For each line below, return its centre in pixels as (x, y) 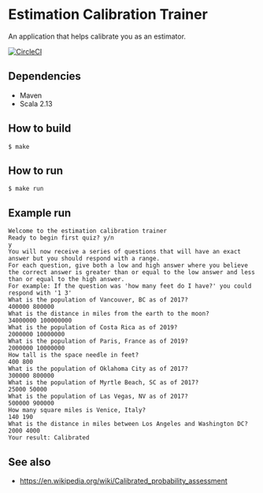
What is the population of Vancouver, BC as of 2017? (98, 300)
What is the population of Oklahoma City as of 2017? (98, 369)
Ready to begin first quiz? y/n (61, 238)
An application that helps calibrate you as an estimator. (97, 36)
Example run (40, 213)
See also (30, 462)
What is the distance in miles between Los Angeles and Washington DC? (128, 424)
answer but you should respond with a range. (84, 259)
